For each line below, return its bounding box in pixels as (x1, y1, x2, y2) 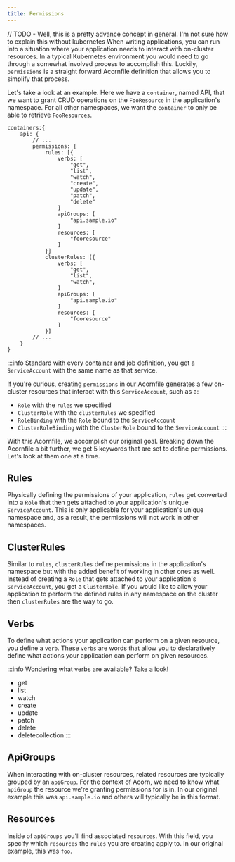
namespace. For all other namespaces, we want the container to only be (7, 103, 217, 111)
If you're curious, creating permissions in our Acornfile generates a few (7, 380, 213, 388)
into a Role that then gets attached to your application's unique (7, 498, 189, 507)
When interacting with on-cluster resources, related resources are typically (7, 770, 224, 778)
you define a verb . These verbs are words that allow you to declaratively (7, 644, 215, 652)
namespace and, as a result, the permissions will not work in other (7, 513, 199, 522)
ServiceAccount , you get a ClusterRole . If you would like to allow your (7, 582, 208, 591)
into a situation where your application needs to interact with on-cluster (7, 44, 214, 53)
